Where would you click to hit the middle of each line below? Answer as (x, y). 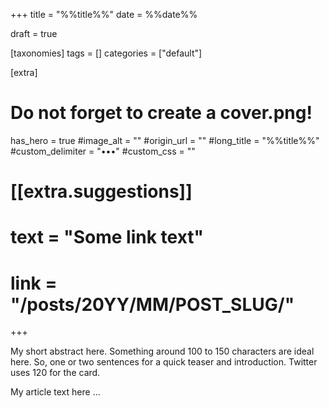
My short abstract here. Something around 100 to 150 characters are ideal (162, 351)
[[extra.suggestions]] (101, 191)
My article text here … (55, 392)
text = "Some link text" (107, 237)
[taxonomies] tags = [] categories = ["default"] (106, 53)
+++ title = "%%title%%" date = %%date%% (104, 14)
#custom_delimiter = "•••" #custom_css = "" (103, 151)
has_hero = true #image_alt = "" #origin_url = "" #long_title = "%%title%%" (165, 140)
